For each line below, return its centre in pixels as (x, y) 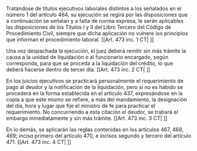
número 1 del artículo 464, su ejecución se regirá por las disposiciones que (97, 15)
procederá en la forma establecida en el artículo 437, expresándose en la (95, 93)
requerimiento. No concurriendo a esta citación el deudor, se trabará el (92, 112)
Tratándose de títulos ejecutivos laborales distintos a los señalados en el (94, 8)
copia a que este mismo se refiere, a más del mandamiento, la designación (96, 99)
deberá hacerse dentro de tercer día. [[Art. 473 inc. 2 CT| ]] (78, 69)
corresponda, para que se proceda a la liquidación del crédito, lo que (90, 63)
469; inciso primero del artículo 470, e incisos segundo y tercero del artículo (99, 136)
